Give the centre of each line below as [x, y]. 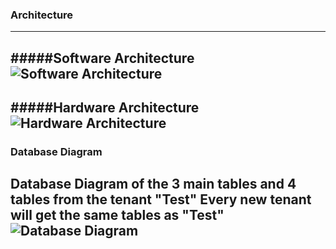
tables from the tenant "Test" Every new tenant [161, 199]
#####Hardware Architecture [105, 108]
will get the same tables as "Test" [117, 215]
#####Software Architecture [102, 58]
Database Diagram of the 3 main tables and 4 [153, 184]
